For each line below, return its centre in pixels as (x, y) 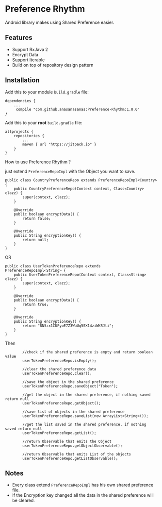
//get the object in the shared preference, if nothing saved (87, 395)
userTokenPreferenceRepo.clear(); (57, 373)
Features (19, 38)
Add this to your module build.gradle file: (47, 92)
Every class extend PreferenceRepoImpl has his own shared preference (83, 485)
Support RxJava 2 (30, 49)
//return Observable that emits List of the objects (77, 454)
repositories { (29, 136)
